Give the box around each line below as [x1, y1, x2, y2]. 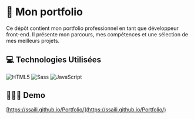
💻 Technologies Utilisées [6, 55, 102, 65]
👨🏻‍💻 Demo [6, 90, 46, 100]
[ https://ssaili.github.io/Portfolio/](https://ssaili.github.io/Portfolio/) [6, 106, 166, 113]
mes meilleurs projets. [6, 37, 60, 44]
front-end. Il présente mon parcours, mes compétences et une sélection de [6, 30, 188, 38]
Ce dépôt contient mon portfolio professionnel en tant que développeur [6, 25, 179, 32]
